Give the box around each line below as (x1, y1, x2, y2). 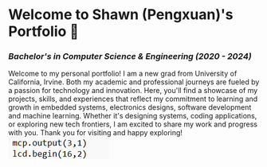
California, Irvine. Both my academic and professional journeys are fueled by (8, 77, 260, 87)
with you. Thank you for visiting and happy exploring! (8, 128, 183, 138)
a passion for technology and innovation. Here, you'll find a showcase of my (8, 86, 258, 95)
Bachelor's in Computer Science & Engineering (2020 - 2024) (8, 51, 253, 62)
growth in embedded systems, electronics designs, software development (8, 103, 252, 112)
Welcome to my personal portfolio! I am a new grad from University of (8, 69, 238, 79)
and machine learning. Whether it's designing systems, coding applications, (8, 111, 257, 121)
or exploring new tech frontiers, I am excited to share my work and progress (8, 119, 257, 129)
